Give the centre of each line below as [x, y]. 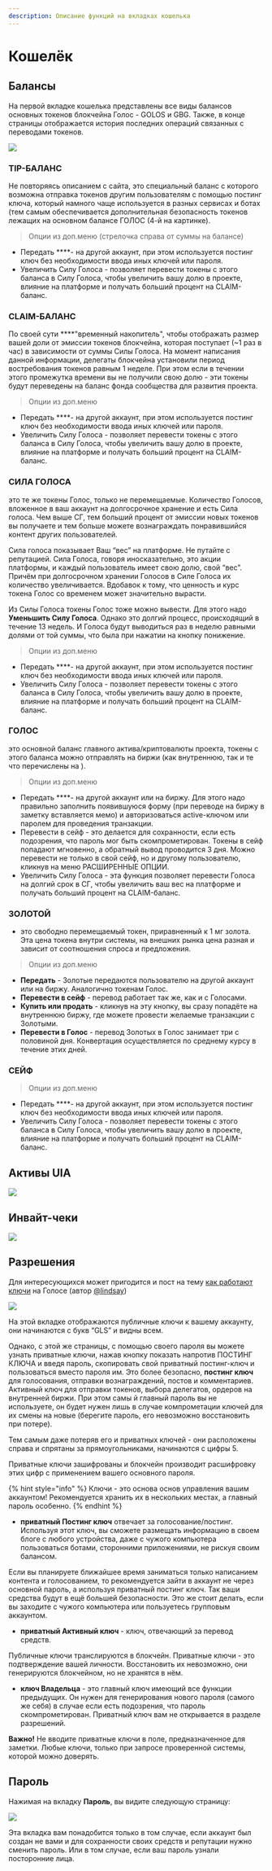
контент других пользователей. [63, 534]
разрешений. [43, 1723]
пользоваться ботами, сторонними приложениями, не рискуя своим [140, 1547]
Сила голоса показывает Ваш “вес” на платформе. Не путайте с [119, 550]
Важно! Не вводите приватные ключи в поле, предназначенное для [127, 1738]
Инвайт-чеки [43, 1218]
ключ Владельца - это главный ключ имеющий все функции [126, 1688]
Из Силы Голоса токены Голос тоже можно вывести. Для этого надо [127, 609]
